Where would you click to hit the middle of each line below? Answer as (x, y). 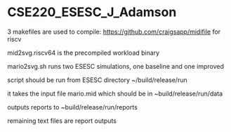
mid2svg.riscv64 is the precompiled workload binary (84, 53)
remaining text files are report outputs (62, 121)
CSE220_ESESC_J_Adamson (92, 12)
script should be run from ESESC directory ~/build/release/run (97, 80)
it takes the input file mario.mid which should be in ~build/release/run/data (115, 93)
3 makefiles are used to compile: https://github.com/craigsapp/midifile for (114, 32)
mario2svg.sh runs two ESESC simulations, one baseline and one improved (116, 66)
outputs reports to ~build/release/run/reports (73, 107)
